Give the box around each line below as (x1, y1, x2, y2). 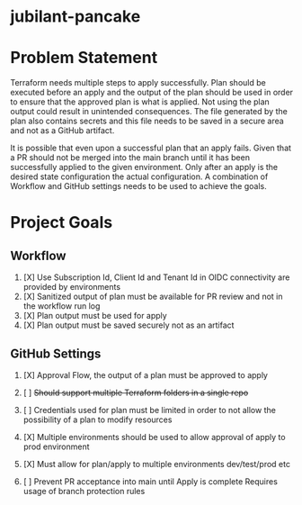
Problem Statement (10, 48, 158, 68)
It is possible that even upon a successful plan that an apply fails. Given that (10, 142, 291, 154)
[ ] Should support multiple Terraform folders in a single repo (22, 387, 249, 398)
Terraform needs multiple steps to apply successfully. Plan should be (10, 77, 266, 88)
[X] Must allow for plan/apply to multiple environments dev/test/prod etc (22, 458, 291, 469)
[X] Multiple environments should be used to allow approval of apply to (22, 431, 286, 442)
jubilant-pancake (10, 6, 141, 27)
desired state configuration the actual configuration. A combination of (10, 171, 269, 182)
